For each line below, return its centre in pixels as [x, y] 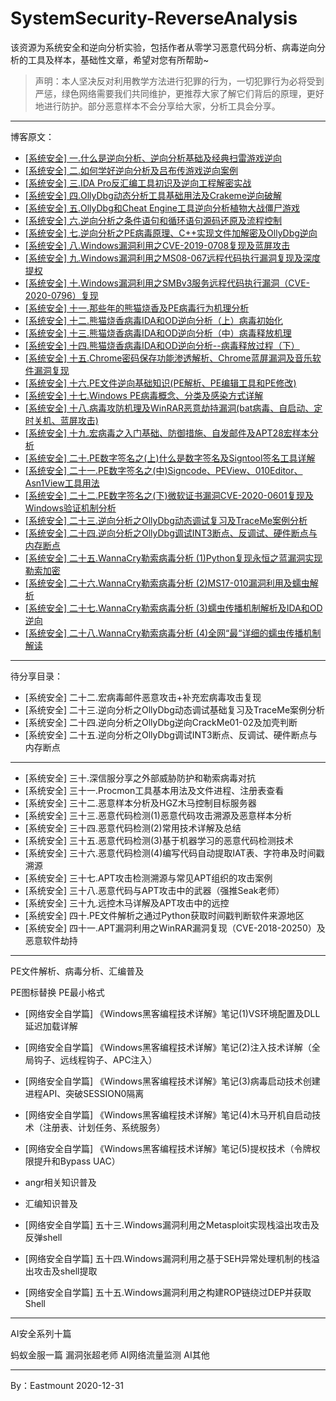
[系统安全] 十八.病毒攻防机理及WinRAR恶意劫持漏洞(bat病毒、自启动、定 [173, 408]
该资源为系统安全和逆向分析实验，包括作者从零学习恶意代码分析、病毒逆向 [163, 47]
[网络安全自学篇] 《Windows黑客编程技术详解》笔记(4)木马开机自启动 [168, 1114]
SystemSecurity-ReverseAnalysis [154, 18]
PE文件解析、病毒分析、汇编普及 [77, 971]
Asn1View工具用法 [62, 483]
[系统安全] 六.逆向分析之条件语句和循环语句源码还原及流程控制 [153, 220]
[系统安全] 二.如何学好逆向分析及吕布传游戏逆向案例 [131, 170]
